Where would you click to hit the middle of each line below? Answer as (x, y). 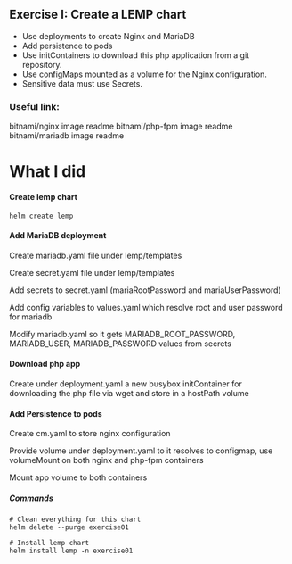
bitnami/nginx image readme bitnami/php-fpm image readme (121, 126)
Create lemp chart (44, 196)
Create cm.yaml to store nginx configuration (90, 434)
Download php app (45, 364)
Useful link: (34, 106)
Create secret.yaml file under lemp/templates (92, 272)
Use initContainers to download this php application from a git (136, 55)
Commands (31, 498)
